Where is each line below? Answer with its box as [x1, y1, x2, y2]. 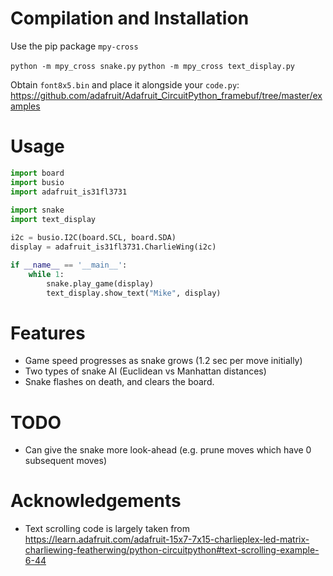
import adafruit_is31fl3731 [10, 187, 128, 197]
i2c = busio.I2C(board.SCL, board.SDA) [10, 233, 177, 243]
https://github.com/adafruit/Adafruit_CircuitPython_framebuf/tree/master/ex [10, 89, 323, 101]
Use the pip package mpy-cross [10, 40, 139, 52]
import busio [10, 177, 65, 187]
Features [10, 322, 86, 344]
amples [10, 100, 41, 112]
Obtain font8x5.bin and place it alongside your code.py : [10, 78, 240, 91]
